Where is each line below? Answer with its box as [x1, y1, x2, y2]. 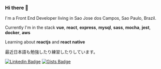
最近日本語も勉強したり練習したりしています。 [5, 49, 98, 55]
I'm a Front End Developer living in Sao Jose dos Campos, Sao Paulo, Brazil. [5, 15, 157, 21]
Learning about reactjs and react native [5, 39, 86, 45]
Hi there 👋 [5, 4, 29, 11]
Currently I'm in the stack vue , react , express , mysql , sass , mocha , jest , [5, 25, 151, 30]
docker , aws [5, 30, 30, 36]
